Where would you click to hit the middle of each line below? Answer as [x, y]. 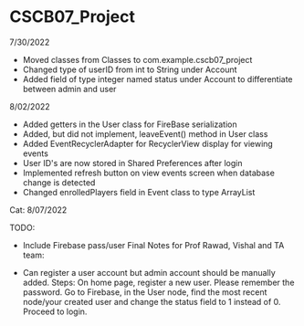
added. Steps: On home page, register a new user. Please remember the [158, 282]
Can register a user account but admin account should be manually [149, 272]
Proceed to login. [55, 311]
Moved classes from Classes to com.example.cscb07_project [137, 59]
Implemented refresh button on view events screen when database [149, 173]
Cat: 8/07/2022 [38, 210]
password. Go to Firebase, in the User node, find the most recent [145, 292]
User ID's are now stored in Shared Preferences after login [132, 163]
